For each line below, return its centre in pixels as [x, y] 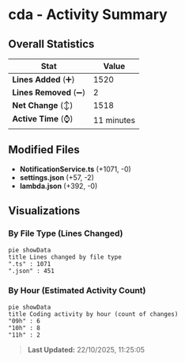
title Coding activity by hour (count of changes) [93, 314]
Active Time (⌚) [43, 119]
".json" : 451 [32, 271]
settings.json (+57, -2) [57, 177]
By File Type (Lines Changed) [66, 233]
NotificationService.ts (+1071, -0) [76, 169]
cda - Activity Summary [88, 15]
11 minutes [114, 120]
